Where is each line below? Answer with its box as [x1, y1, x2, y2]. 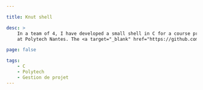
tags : [6, 58, 20, 64]
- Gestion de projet [17, 74, 69, 80]
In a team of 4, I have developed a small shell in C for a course [17, 31, 190, 37]
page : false [6, 47, 36, 53]
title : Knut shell [6, 14, 53, 20]
